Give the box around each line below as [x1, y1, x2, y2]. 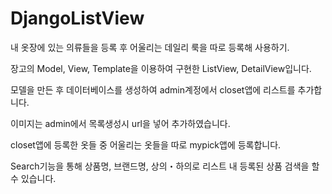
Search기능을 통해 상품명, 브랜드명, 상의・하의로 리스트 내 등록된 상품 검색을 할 [10, 160, 320, 172]
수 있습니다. [10, 172, 57, 184]
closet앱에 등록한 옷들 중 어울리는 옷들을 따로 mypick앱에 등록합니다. [10, 138, 282, 151]
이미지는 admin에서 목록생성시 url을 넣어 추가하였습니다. [10, 117, 231, 129]
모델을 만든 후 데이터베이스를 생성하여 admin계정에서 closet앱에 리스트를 [10, 83, 296, 96]
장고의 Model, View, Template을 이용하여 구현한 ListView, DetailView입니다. [10, 62, 312, 74]
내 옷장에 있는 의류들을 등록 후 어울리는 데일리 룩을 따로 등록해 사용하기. [10, 41, 290, 53]
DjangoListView [10, 7, 145, 30]
